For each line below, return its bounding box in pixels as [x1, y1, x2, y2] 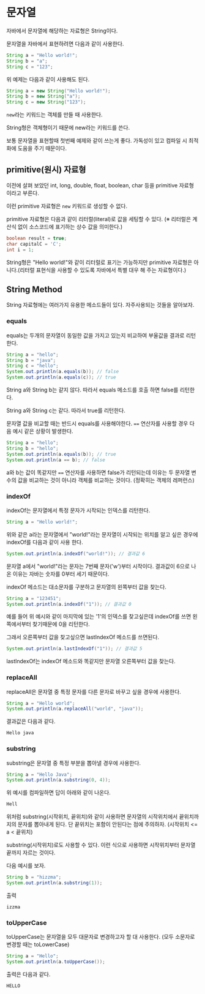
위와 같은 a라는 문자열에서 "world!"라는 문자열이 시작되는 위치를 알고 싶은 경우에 [6, 530, 198, 538]
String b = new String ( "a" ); [6, 93, 81, 100]
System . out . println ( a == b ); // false [6, 457, 105, 463]
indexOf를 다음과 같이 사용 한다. [6, 538, 84, 546]
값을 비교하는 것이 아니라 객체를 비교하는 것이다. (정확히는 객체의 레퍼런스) [17, 476, 195, 484]
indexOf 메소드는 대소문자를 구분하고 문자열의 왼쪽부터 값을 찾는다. [6, 583, 167, 590]
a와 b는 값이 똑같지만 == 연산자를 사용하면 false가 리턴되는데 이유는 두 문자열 [6, 469, 190, 476]
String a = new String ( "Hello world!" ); [6, 88, 111, 94]
